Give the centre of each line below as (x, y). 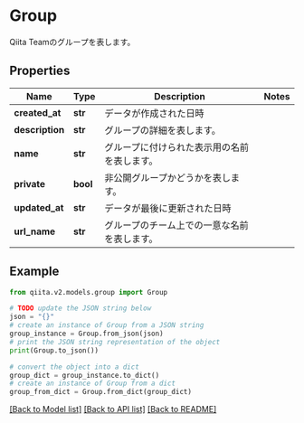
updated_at (39, 207)
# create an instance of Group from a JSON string (107, 325)
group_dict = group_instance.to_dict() (85, 375)
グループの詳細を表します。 (162, 130)
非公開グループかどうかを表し (167, 177)
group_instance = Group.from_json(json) (87, 334)
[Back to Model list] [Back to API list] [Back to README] (113, 409)
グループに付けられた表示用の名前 (176, 147)
